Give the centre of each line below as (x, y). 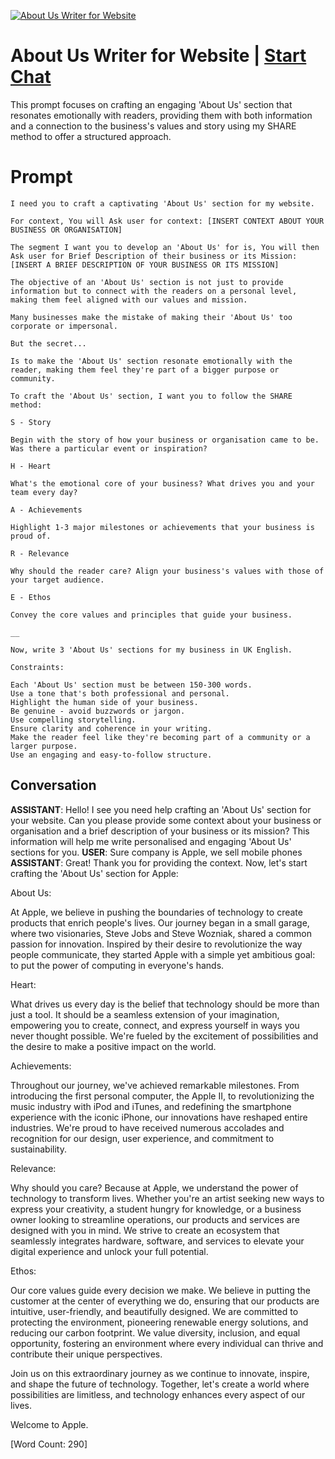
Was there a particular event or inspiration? (109, 448)
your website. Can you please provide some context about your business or (166, 820)
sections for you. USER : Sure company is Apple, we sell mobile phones (156, 852)
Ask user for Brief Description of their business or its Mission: (154, 256)
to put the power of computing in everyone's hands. (117, 965)
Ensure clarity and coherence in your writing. (111, 728)
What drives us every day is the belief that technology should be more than (165, 1004)
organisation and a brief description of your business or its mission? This (160, 831)
